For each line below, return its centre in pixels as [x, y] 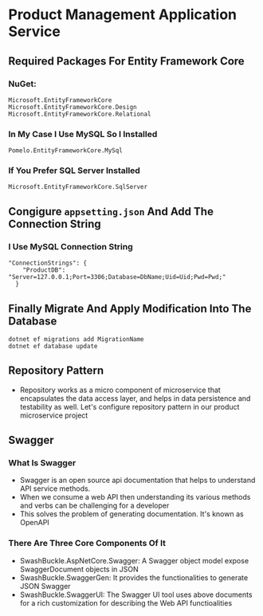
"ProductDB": [44, 270]
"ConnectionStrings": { [48, 263]
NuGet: [23, 84]
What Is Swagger [42, 463]
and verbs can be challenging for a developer [94, 506]
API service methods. [55, 488]
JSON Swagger [45, 586]
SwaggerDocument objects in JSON [79, 569]
